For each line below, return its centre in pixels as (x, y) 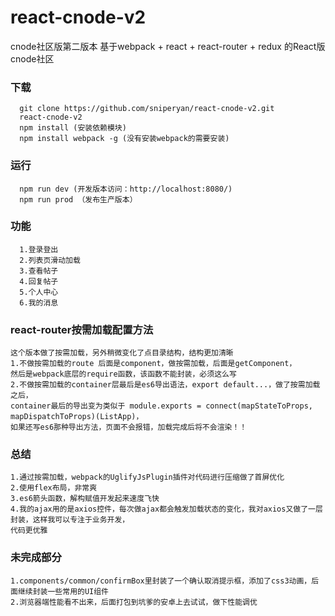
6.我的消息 (39, 302)
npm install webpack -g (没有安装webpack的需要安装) (124, 139)
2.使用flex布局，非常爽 (54, 488)
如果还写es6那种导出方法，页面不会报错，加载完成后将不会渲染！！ (129, 427)
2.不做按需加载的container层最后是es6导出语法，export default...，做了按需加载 (165, 385)
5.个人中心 (39, 292)
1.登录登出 (39, 249)
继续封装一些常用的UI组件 (63, 591)
